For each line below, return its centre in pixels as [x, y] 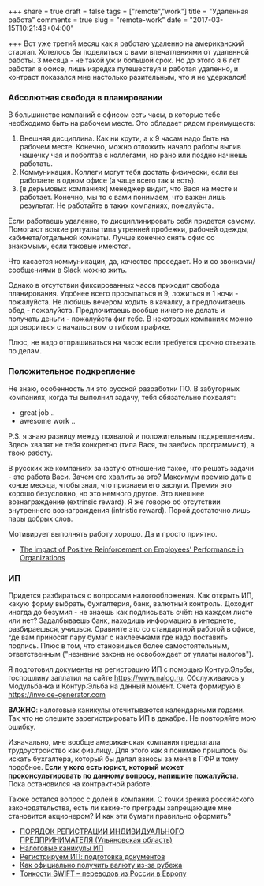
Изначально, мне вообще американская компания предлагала [114, 741]
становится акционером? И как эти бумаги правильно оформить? [119, 816]
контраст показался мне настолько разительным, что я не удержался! [127, 77]
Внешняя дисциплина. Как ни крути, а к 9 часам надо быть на [124, 138]
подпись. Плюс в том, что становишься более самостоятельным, [119, 645]
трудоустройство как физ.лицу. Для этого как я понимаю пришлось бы [128, 750]
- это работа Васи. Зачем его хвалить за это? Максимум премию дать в [130, 477]
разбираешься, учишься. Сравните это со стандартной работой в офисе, [132, 628]
